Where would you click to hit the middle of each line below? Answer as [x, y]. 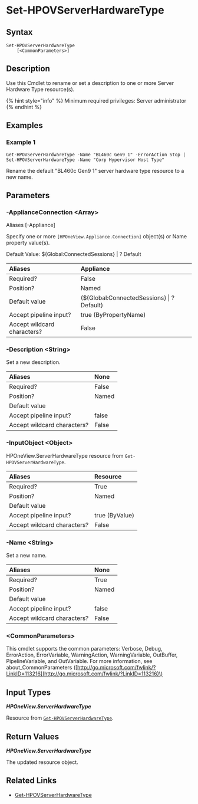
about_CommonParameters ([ [42, 668]
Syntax [19, 32]
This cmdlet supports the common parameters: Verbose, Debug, [85, 649]
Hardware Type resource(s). [40, 89]
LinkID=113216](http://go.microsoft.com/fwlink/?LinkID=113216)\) [85, 674]
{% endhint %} [24, 107]
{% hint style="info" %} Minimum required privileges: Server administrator [96, 100]
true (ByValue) [114, 515]
